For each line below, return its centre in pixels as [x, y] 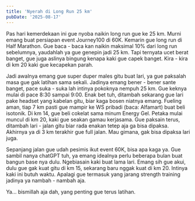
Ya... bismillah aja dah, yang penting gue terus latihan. [71, 192]
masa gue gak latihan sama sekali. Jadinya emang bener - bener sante [91, 82]
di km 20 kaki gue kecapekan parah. [50, 64]
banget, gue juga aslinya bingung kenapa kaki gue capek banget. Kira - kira [97, 58]
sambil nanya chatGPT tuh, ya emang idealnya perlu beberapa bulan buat [94, 155]
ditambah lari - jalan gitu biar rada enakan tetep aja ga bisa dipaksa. [88, 126]
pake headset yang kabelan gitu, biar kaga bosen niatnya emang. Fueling [94, 100]
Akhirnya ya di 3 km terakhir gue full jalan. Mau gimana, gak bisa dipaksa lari [98, 131]
